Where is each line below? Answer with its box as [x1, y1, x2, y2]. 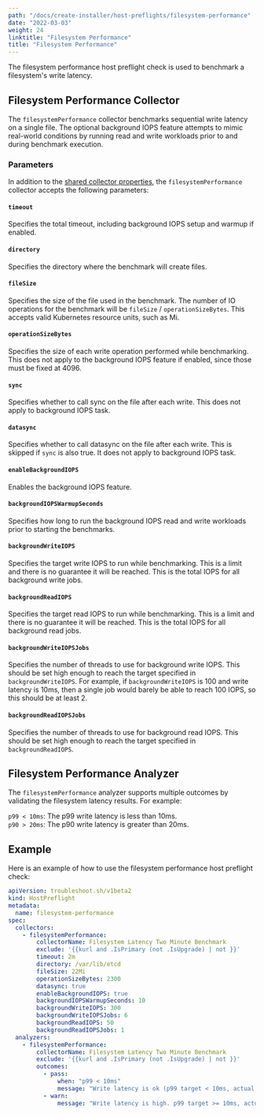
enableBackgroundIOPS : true [36, 989, 128, 998]
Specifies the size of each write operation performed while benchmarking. [8, 347, 249, 356]
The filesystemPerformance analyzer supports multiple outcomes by [8, 788, 229, 797]
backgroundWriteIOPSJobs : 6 [36, 1012, 128, 1020]
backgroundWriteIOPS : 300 [36, 1004, 122, 1012]
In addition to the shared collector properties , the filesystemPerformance [8, 177, 243, 186]
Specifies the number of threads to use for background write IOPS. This [8, 660, 240, 670]
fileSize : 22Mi [36, 967, 86, 976]
